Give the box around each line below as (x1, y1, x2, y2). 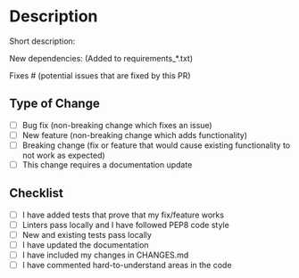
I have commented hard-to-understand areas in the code (21, 260, 232, 271)
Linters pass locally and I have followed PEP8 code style (21, 219, 229, 230)
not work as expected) (21, 150, 105, 160)
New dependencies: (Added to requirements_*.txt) (9, 53, 194, 63)
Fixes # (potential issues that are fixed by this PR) (9, 69, 191, 81)
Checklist (9, 185, 64, 201)
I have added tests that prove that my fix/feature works (21, 209, 225, 220)
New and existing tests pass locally (21, 229, 152, 240)
